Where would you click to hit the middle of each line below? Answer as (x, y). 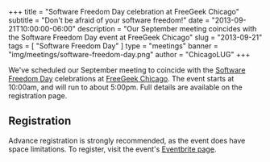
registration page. (38, 96)
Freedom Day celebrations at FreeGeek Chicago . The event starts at (121, 79)
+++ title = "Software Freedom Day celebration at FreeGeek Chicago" (124, 12)
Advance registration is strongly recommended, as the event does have (127, 140)
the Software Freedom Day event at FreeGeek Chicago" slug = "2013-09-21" (135, 37)
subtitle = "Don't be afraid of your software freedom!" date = (109, 20)
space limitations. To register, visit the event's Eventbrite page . (112, 149)
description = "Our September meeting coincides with (167, 29)
